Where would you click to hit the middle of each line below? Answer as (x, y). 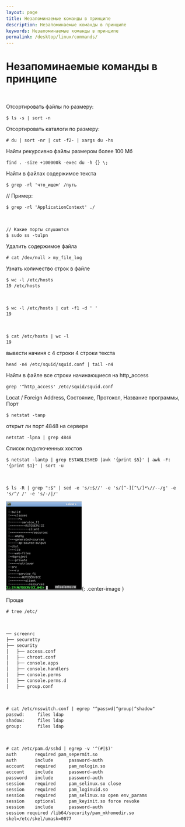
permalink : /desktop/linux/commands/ (52, 37)
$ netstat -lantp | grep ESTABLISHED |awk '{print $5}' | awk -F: (88, 460)
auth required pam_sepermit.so (52, 754)
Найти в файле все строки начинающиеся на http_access (77, 375)
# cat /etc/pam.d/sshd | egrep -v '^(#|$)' (60, 749)
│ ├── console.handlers (37, 669)
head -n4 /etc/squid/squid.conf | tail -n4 (60, 365)
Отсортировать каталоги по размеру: (53, 129)
